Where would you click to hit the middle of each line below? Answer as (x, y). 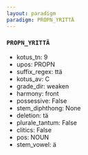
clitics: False (34, 130)
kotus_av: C (33, 79)
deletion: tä (32, 115)
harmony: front (37, 93)
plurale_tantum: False (46, 122)
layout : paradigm (31, 13)
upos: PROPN (36, 64)
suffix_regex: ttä (39, 71)
